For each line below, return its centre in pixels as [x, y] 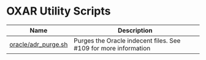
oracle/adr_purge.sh [39, 44]
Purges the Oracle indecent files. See [127, 41]
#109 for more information [112, 48]
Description [135, 30]
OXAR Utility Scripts [59, 11]
